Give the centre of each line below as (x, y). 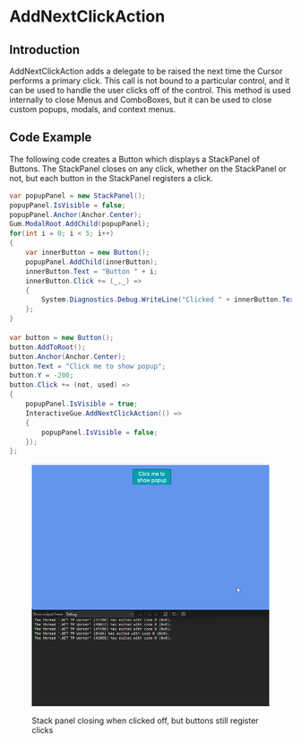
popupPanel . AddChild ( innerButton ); (92, 262)
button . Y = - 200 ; (42, 376)
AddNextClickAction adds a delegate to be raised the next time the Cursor (146, 71)
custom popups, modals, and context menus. (93, 109)
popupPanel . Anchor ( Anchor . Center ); (76, 214)
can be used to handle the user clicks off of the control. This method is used (150, 90)
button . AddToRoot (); (48, 347)
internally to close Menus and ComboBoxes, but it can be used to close (141, 100)
